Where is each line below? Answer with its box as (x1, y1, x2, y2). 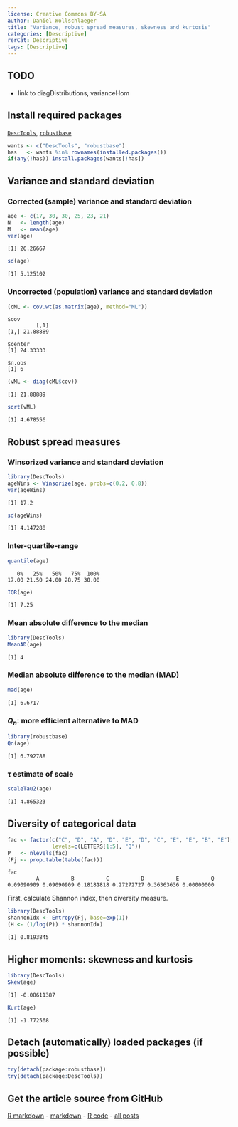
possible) (7, 1047, 50, 1059)
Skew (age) (7, 978, 37, 986)
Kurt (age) (7, 1004, 37, 1011)
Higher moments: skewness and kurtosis (7, 953, 193, 965)
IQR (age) (7, 589, 33, 596)
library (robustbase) (7, 733, 69, 740)
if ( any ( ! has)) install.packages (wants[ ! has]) (7, 155, 144, 162)
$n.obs (7, 360, 27, 367)
